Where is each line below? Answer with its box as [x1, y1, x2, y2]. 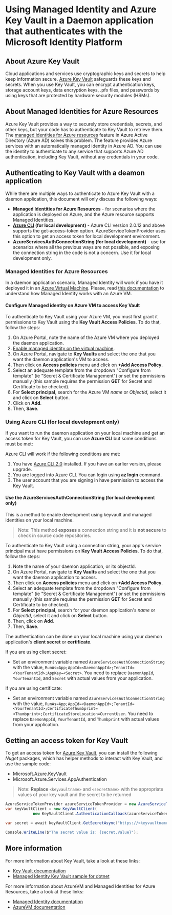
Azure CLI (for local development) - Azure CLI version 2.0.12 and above [12, 222, 165, 228]
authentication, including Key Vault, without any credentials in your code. [5, 153, 159, 160]
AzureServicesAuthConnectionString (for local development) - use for [12, 238, 166, 245]
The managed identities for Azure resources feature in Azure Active [5, 132, 148, 138]
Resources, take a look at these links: [5, 888, 84, 894]
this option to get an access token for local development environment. [12, 233, 161, 239]
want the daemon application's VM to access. [12, 356, 110, 363]
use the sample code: [5, 761, 51, 767]
